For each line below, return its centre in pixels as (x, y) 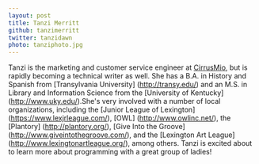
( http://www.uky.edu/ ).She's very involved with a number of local (114, 101)
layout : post (30, 15)
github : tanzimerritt (44, 30)
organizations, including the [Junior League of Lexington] (102, 110)
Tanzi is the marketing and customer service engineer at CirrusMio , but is (128, 67)
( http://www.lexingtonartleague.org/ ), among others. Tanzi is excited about (130, 143)
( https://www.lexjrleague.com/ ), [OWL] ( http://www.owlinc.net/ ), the (120, 118)
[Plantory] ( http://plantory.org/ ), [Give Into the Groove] (97, 127)
